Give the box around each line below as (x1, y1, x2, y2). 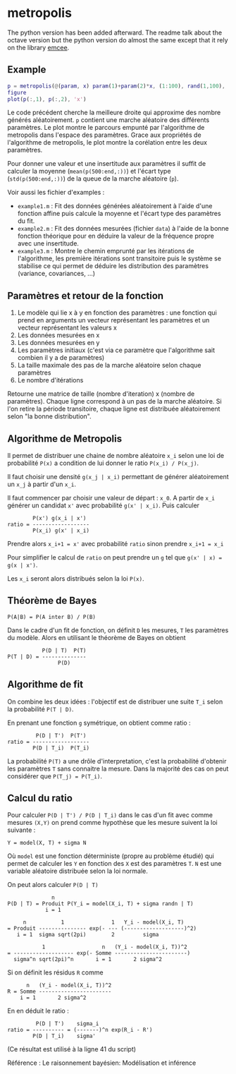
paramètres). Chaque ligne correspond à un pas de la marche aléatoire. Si (7, 397, 222, 406)
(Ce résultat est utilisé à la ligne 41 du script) (7, 1045, 136, 1054)
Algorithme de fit (7, 679, 83, 691)
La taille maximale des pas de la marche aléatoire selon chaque (17, 361, 201, 370)
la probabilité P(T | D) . (7, 704, 74, 713)
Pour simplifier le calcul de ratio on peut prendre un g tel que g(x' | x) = (7, 553, 223, 562)
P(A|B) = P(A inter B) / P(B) (7, 613, 97, 620)
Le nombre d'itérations (17, 376, 84, 385)
